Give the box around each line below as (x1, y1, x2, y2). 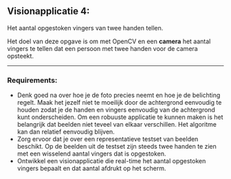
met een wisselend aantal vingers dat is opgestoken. (16, 149, 166, 158)
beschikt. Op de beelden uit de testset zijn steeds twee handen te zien (16, 143, 217, 151)
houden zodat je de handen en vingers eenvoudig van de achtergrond (16, 106, 215, 114)
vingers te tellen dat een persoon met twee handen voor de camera (7, 44, 198, 52)
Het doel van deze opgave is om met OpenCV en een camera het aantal (7, 37, 211, 45)
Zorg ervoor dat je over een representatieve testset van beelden (16, 135, 199, 143)
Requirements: (7, 75, 58, 85)
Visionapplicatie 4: (7, 6, 90, 17)
